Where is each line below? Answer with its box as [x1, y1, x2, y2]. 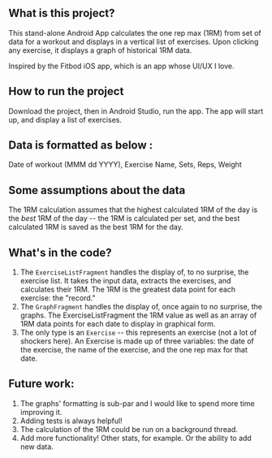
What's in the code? [8, 245, 112, 259]
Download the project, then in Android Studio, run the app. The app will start [8, 106, 264, 116]
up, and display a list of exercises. [8, 114, 122, 124]
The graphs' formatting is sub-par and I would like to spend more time [19, 398, 255, 408]
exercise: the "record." [19, 293, 96, 303]
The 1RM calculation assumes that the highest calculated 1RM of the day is [8, 205, 258, 214]
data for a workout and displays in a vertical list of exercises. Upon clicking [8, 37, 259, 46]
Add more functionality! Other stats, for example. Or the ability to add [19, 433, 252, 443]
